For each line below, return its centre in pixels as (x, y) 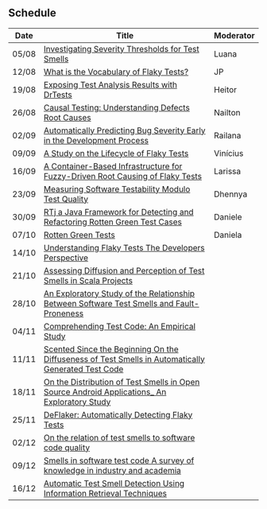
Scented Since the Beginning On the (111, 349)
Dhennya (231, 194)
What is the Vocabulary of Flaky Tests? (116, 72)
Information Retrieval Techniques (105, 493)
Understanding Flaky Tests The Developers (124, 247)
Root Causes (67, 117)
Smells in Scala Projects (88, 280)
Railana (228, 135)
